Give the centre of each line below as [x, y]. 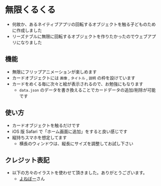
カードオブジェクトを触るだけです [46, 125]
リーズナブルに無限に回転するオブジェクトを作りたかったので [73, 36]
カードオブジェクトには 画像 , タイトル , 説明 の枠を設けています [73, 77]
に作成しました [27, 30]
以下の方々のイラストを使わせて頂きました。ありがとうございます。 [80, 173]
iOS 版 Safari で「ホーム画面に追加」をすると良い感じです [70, 131]
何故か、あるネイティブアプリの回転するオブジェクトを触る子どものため [84, 24]
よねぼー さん [32, 179]
